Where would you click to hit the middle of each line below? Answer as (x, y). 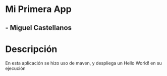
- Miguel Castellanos (39, 28)
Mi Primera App (38, 9)
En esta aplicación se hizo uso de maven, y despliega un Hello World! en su (84, 63)
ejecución (16, 68)
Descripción (31, 49)
